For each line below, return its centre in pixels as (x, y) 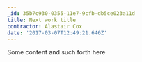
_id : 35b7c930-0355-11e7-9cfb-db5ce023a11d (71, 13)
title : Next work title (42, 20)
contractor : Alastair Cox (45, 26)
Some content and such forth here (56, 52)
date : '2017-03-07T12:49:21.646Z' (57, 33)
